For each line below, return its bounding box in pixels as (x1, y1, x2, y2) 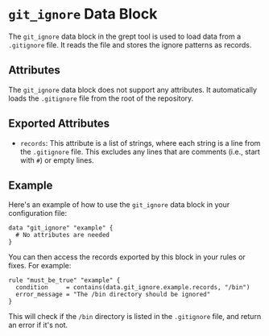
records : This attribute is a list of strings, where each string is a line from (19, 138, 261, 147)
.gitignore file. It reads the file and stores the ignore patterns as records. (8, 39, 252, 49)
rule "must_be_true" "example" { (8, 276, 121, 284)
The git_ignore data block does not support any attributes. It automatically (8, 85, 258, 94)
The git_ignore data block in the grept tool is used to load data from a (8, 31, 242, 41)
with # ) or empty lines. (19, 155, 94, 165)
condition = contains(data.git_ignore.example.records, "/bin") (15, 284, 250, 292)
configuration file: (8, 209, 67, 218)
